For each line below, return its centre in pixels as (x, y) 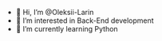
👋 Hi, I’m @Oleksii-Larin (55, 12)
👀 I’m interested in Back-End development (85, 20)
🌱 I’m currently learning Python (67, 29)
